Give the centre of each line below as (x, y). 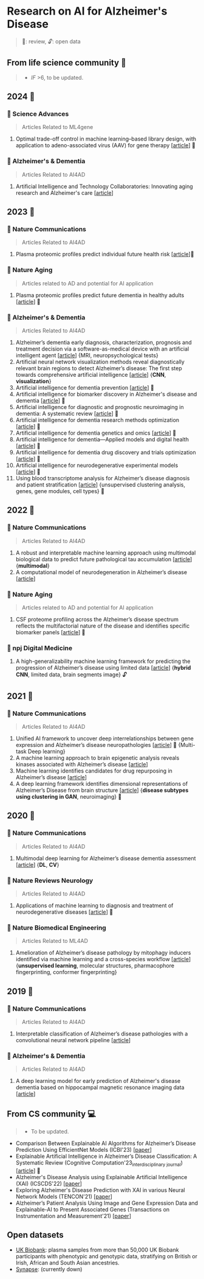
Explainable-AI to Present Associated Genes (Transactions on (93, 1209)
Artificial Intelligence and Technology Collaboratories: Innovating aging (104, 186)
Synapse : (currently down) (49, 1269)
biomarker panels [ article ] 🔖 (50, 632)
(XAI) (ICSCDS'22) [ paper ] (49, 1183)
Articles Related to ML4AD (55, 941)
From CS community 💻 (51, 1114)
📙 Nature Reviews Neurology (50, 880)
